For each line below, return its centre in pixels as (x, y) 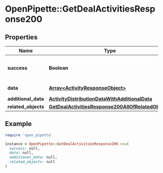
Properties (21, 37)
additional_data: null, (33, 157)
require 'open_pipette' (29, 135)
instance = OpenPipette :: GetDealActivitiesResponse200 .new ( (67, 144)
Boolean (58, 68)
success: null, (25, 148)
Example (18, 124)
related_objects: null (32, 162)
